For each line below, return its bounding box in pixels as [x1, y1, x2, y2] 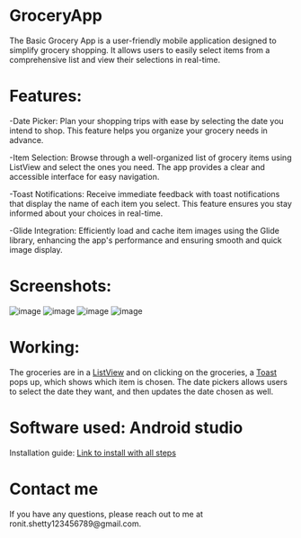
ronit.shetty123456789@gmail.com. [9, 518, 142, 529]
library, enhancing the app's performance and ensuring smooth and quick [9, 235, 283, 246]
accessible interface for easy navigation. [9, 171, 160, 182]
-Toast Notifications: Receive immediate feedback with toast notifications [9, 188, 280, 199]
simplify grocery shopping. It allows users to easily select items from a [9, 44, 270, 55]
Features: [9, 86, 83, 106]
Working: [9, 337, 80, 357]
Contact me [9, 479, 99, 499]
